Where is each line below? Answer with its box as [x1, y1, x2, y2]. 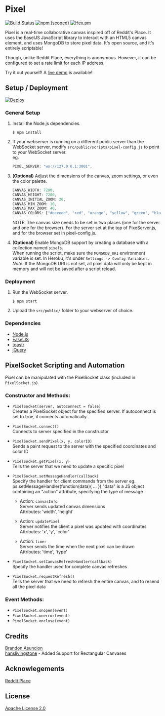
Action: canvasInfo [19, 498, 58, 504]
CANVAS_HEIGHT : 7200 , [12, 192, 57, 197]
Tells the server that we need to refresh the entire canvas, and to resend [12, 578, 160, 584]
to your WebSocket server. [12, 149, 67, 155]
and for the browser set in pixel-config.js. [12, 230, 97, 236]
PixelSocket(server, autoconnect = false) [12, 404, 101, 409]
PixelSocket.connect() [12, 424, 59, 429]
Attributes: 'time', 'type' [19, 549, 68, 555]
